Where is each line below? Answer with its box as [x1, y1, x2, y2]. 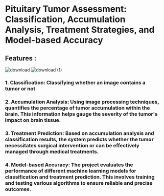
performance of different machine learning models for [5, 167, 137, 174]
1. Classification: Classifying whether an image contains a [5, 79, 146, 86]
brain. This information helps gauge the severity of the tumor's [5, 110, 158, 117]
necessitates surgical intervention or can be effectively [5, 142, 140, 149]
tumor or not [5, 85, 36, 92]
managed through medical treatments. [5, 148, 99, 155]
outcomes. [5, 186, 32, 193]
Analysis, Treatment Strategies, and [5, 24, 155, 35]
